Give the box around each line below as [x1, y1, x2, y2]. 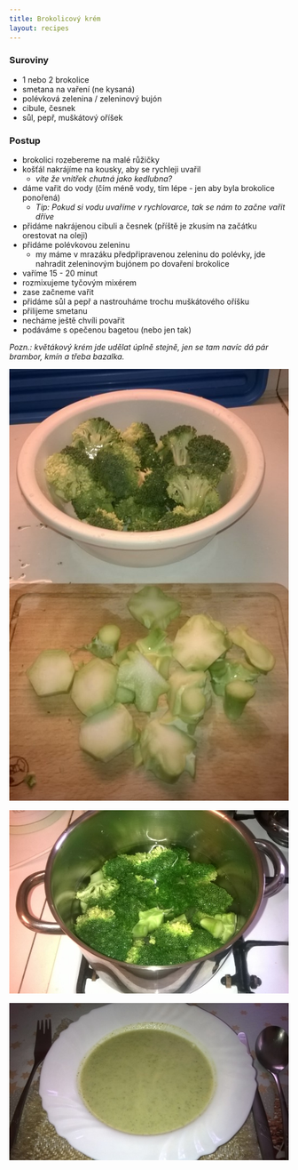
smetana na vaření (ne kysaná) [21, 84, 136, 94]
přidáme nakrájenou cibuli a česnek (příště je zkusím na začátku [21, 220, 257, 231]
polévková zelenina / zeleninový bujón [21, 93, 162, 104]
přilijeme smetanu [21, 306, 88, 317]
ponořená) [21, 192, 60, 204]
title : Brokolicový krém [9, 14, 101, 23]
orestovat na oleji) [21, 230, 89, 241]
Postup [9, 134, 42, 147]
